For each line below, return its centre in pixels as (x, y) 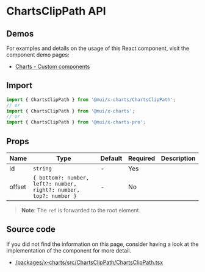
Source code (31, 229)
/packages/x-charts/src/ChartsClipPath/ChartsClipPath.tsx (89, 262)
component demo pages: (38, 55)
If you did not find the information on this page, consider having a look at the (103, 244)
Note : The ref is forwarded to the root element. (81, 210)
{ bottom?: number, (61, 178)
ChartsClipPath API (56, 11)
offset (18, 187)
